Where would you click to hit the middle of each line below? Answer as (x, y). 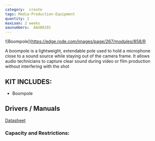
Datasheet (15, 120)
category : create (24, 9)
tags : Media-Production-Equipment (40, 14)
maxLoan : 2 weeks (23, 23)
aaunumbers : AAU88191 (28, 28)
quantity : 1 (17, 18)
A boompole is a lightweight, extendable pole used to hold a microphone (78, 51)
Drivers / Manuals (33, 109)
